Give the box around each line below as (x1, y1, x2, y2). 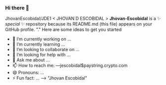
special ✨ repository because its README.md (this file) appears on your (5, 21, 153, 27)
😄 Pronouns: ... (12, 70, 45, 76)
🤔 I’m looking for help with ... (12, 52, 71, 58)
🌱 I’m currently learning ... (12, 41, 65, 47)
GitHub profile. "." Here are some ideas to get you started (5, 27, 122, 32)
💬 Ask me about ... (12, 57, 50, 63)
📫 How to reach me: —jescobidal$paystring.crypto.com (12, 62, 128, 68)
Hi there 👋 (5, 4, 30, 11)
